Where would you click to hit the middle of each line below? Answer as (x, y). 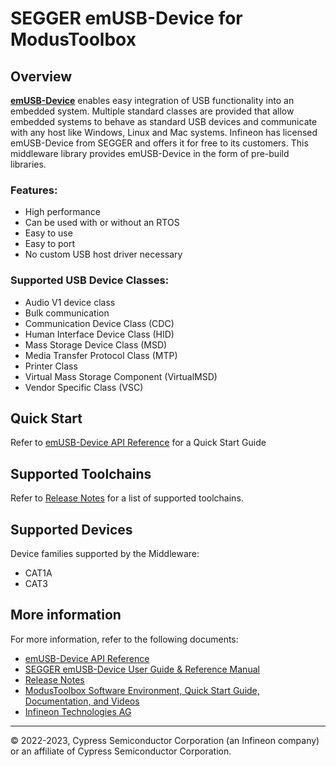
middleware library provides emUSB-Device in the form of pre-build (150, 153)
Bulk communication (67, 313)
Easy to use (48, 233)
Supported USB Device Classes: (90, 280)
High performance (62, 212)
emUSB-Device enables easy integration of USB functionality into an (152, 100)
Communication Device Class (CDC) (99, 323)
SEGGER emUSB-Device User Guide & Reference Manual (142, 669)
